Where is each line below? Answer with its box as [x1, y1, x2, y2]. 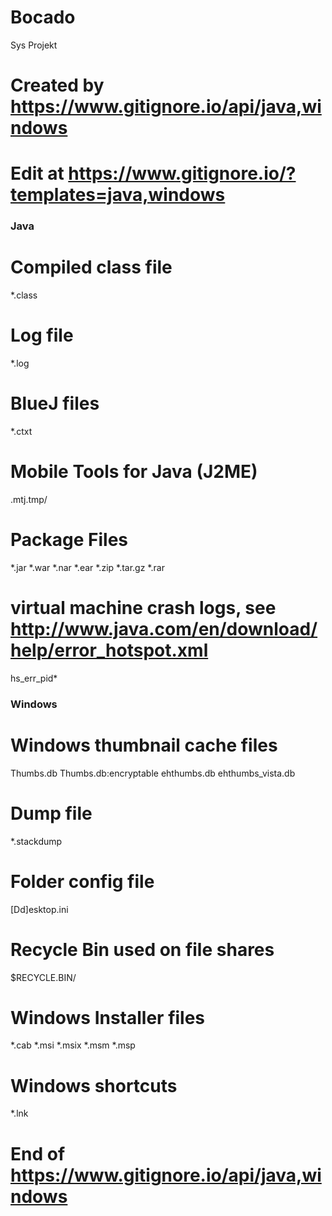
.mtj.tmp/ [10, 493, 48, 505]
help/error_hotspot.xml [10, 639, 209, 662]
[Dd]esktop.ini [10, 903, 69, 915]
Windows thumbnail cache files [10, 734, 278, 756]
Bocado [10, 6, 76, 29]
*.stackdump [10, 835, 63, 847]
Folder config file [10, 870, 155, 893]
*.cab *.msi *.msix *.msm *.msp [10, 1039, 136, 1051]
